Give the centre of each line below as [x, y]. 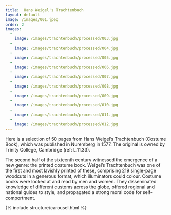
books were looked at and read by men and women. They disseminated [81, 181]
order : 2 [15, 24]
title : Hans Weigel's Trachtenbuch [44, 10]
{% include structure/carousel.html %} [46, 207]
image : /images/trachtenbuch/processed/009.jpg [66, 96]
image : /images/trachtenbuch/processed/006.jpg [66, 67]
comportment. [21, 198]
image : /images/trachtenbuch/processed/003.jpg [66, 39]
